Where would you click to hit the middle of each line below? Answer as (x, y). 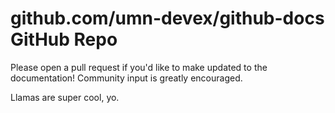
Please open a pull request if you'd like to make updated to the (139, 67)
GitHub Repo (64, 39)
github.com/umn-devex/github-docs (167, 18)
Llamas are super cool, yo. (65, 97)
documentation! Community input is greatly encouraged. (126, 78)
